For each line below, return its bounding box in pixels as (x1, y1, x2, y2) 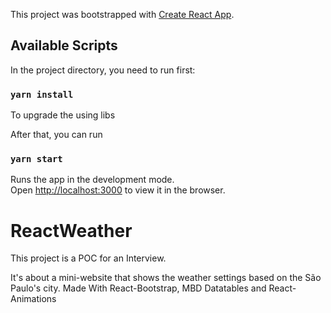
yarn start (10, 154, 63, 165)
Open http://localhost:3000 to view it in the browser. (10, 184, 226, 196)
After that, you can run (10, 129, 103, 141)
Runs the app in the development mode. (10, 174, 175, 186)
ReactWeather (10, 219, 133, 242)
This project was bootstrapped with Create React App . (10, 9, 235, 20)
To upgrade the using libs (10, 109, 116, 121)
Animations (10, 293, 57, 305)
